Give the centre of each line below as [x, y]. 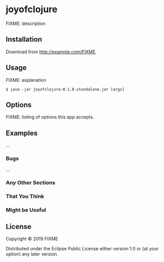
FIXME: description [26, 23]
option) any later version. [32, 254]
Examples [22, 133]
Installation [24, 39]
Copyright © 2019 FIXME [32, 239]
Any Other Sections [31, 183]
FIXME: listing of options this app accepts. [50, 117]
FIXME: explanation [26, 80]
